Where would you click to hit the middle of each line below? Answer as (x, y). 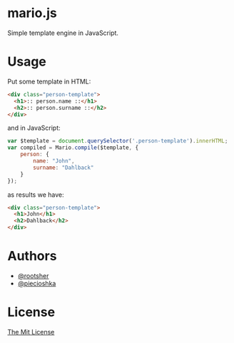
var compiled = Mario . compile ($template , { (73, 148)
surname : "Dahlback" (63, 168)
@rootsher (33, 275)
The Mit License (31, 332)
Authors (32, 256)
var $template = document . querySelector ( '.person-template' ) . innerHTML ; (118, 141)
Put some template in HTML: (49, 81)
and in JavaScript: (34, 128)
